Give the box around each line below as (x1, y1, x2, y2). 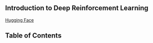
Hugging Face (5, 17, 34, 23)
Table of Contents (5, 32, 62, 40)
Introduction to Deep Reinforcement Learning (5, 4, 149, 12)
